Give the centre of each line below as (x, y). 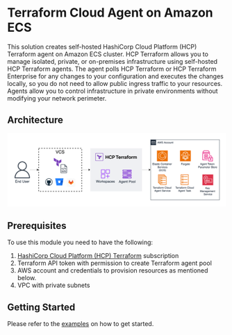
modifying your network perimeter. (57, 98)
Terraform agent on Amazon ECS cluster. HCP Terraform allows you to (108, 54)
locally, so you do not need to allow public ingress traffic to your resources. (115, 83)
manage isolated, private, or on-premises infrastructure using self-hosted (112, 61)
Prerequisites (37, 226)
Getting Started (41, 307)
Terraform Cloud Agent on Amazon (110, 13)
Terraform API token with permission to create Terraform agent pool (114, 263)
